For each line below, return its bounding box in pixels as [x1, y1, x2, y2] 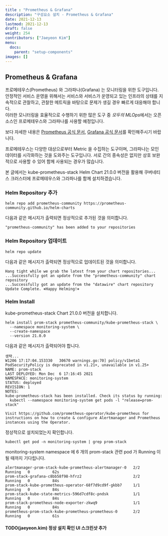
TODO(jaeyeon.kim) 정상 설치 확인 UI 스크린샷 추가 [5, 524, 107, 531]
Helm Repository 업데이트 [5, 238, 67, 245]
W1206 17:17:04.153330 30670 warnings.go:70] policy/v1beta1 [5, 358, 140, 363]
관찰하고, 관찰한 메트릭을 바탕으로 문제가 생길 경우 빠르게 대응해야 [22, 99, 151, 106]
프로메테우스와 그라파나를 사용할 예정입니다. [18, 118, 105, 124]
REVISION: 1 [5, 385, 30, 390]
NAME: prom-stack [5, 367, 42, 372]
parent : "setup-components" [14, 49, 73, 54]
